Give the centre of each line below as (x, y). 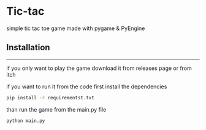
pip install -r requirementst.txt (51, 97)
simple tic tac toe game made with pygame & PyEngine (76, 28)
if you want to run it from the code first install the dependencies (87, 86)
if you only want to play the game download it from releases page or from (99, 68)
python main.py (26, 121)
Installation (28, 48)
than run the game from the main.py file (56, 109)
